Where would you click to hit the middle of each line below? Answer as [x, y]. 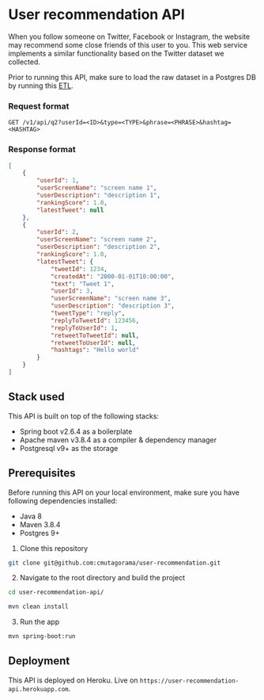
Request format [39, 106]
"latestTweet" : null [70, 210]
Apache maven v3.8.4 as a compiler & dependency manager [118, 440]
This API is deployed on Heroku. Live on [73, 680]
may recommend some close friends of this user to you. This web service [128, 44]
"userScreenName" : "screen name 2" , [97, 239]
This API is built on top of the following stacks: [84, 416]
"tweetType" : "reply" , [88, 314]
